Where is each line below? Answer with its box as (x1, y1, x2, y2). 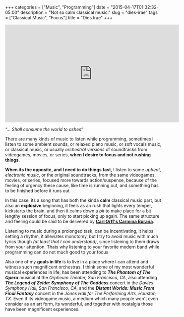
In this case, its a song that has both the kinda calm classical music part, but (5, 197, 161, 203)
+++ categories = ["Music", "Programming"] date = (5, 4, 110, 10)
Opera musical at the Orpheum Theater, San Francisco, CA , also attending (5, 275, 157, 280)
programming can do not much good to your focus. (5, 249, 110, 255)
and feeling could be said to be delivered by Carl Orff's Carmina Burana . (5, 218, 155, 224)
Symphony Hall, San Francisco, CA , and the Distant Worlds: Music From (5, 285, 155, 291)
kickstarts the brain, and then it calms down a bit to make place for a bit (5, 208, 151, 214)
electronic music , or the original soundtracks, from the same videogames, (5, 172, 156, 178)
